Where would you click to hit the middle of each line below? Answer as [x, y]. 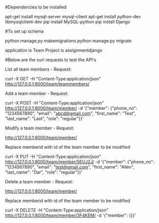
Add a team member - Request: [37, 93]
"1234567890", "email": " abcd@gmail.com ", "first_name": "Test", [70, 113]
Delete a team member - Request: [39, 182]
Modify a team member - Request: [40, 128]
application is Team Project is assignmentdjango [54, 50]
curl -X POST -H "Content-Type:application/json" [55, 103]
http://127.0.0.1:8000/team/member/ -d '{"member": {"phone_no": [71, 108]
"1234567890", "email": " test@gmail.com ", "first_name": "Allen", [70, 167]
